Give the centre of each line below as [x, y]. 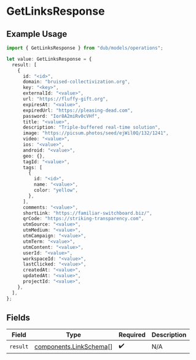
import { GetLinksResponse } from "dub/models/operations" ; [85, 48]
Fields [18, 317]
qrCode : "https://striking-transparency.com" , [83, 219]
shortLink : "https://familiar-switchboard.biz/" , [87, 213]
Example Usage [37, 34]
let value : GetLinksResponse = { [49, 59]
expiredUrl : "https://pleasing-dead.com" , [78, 110]
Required [132, 335]
